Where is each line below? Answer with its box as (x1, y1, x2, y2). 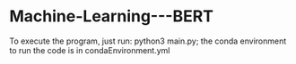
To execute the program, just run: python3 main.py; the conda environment (9, 36, 287, 46)
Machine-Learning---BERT (9, 6, 213, 27)
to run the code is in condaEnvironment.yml (9, 44, 170, 55)
